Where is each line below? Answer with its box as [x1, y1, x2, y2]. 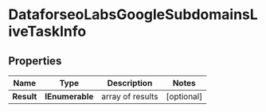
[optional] [166, 91, 203, 102]
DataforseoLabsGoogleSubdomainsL [8, 6, 259, 24]
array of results [101, 91, 158, 102]
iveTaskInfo [8, 22, 87, 41]
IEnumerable [45, 91, 94, 102]
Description [107, 78, 153, 88]
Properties [8, 54, 62, 68]
